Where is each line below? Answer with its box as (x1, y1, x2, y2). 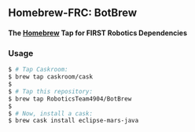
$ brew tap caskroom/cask (8, 73, 93, 81)
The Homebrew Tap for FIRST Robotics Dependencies (8, 27, 187, 38)
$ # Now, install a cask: (8, 109, 93, 117)
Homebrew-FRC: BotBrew (8, 6, 138, 20)
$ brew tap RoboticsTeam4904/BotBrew (8, 94, 132, 103)
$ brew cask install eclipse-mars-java (8, 117, 139, 125)
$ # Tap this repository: (8, 87, 93, 95)
